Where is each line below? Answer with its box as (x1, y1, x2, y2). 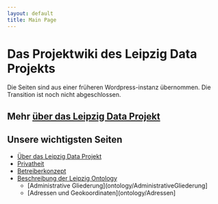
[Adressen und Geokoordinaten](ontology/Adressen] (27, 188, 176, 196)
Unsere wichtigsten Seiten (7, 134, 123, 146)
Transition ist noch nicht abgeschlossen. (7, 91, 121, 99)
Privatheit (16, 159, 45, 168)
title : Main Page (7, 16, 57, 23)
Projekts (7, 60, 56, 76)
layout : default (7, 10, 53, 17)
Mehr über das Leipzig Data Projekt (7, 111, 160, 122)
